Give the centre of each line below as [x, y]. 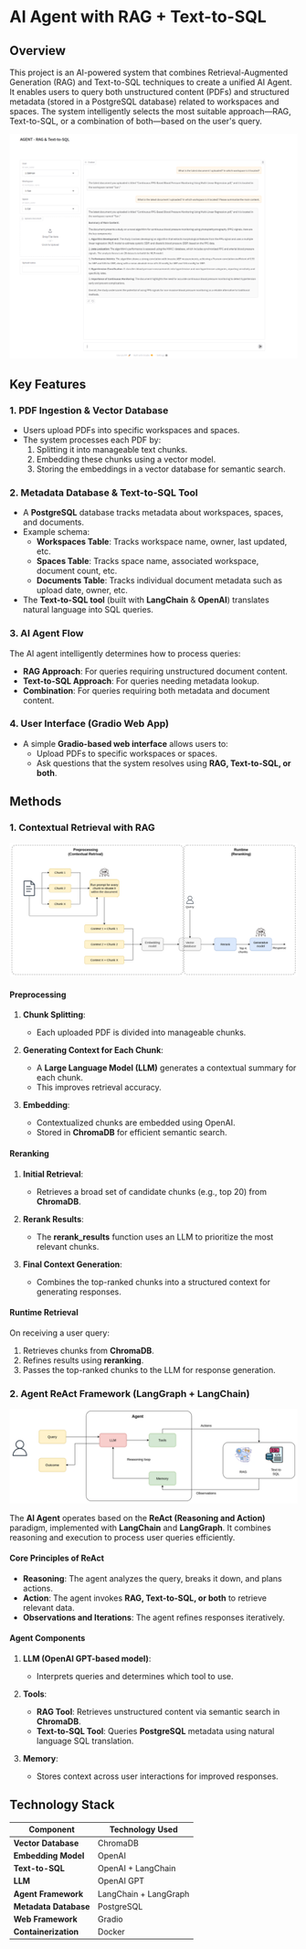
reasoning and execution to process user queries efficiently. [122, 1537]
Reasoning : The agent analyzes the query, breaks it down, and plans [152, 1578]
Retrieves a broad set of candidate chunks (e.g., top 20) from [152, 1191]
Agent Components [47, 1638]
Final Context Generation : [73, 1264]
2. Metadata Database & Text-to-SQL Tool [104, 493]
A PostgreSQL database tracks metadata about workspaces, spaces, [153, 513]
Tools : [35, 1694]
